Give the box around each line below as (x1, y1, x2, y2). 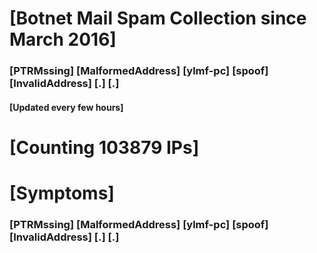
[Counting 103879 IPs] (9, 136, 200, 159)
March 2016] (9, 28, 117, 51)
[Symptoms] (9, 182, 115, 205)
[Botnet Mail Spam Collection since (9, 7, 307, 30)
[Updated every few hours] (9, 101, 124, 113)
